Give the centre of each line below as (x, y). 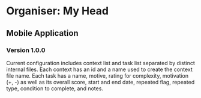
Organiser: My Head (58, 11)
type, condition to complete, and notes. (55, 88)
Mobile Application (43, 33)
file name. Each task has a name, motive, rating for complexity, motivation (97, 75)
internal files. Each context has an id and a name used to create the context (100, 69)
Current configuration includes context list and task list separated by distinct (100, 63)
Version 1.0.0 (26, 50)
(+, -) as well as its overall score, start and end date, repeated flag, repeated (100, 82)
